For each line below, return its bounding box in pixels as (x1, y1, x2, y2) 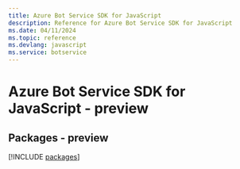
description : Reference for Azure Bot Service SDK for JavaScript (8, 19, 233, 27)
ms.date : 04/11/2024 (8, 26, 77, 34)
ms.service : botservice (8, 48, 87, 56)
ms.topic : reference (8, 33, 77, 42)
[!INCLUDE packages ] (8, 152, 80, 161)
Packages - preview (8, 131, 109, 144)
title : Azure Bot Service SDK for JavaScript (8, 11, 161, 20)
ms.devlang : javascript (8, 41, 87, 49)
